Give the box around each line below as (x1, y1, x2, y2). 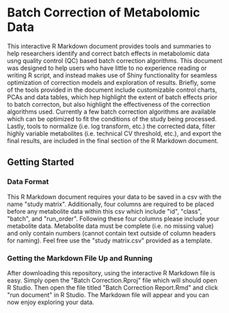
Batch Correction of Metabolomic (7, 5, 200, 21)
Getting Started (7, 156, 75, 168)
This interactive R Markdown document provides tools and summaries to (7, 42, 212, 50)
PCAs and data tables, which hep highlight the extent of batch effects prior (7, 92, 217, 101)
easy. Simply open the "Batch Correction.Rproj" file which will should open (7, 276, 217, 284)
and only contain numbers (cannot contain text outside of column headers (7, 229, 216, 237)
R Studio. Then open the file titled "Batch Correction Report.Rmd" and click (7, 283, 219, 292)
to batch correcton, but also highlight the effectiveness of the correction (7, 100, 211, 108)
